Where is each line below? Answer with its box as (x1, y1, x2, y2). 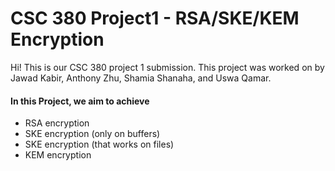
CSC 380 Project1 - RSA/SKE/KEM (10, 7, 300, 30)
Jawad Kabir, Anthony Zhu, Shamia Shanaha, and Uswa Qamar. (10, 72, 272, 84)
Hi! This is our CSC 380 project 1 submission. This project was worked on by (10, 61, 325, 73)
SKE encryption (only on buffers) (24, 128, 161, 140)
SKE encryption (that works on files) (24, 138, 175, 151)
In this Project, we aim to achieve (10, 95, 150, 107)
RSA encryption (24, 117, 90, 129)
